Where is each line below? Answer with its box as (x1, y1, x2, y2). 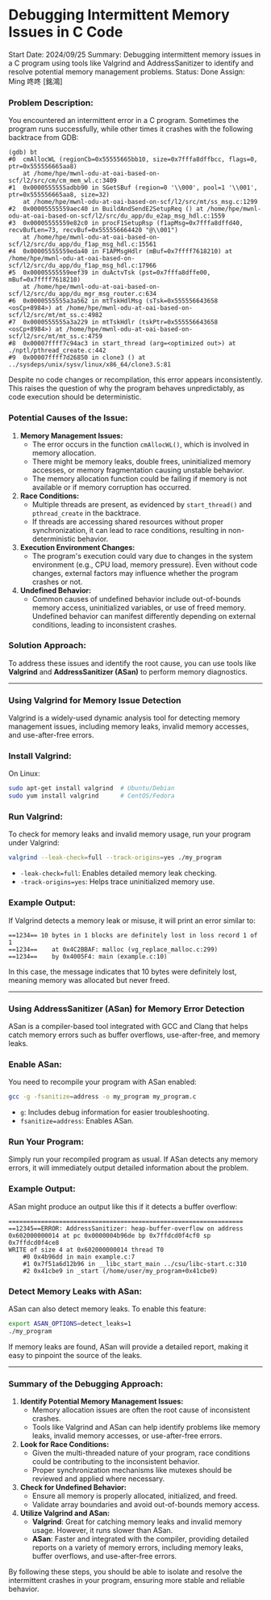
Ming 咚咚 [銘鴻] (8, 76, 63, 86)
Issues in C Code (8, 23, 123, 41)
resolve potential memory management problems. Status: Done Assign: (8, 66, 245, 76)
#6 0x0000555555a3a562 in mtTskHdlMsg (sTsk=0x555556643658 (8, 297, 219, 305)
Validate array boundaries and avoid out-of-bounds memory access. (31, 1500, 261, 1509)
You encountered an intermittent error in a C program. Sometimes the (8, 116, 240, 125)
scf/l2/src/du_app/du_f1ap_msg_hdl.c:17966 (8, 261, 157, 270)
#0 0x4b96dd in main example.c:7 (23, 1252, 135, 1261)
